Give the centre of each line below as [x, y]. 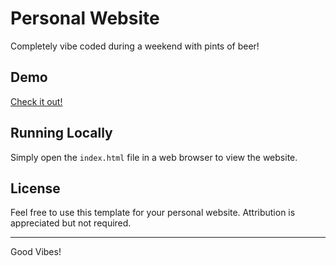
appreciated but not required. [71, 223]
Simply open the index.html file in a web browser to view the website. [154, 157]
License [35, 188]
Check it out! [36, 101]
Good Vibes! [36, 252]
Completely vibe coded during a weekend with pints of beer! [135, 46]
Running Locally [61, 133]
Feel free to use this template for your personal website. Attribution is [153, 213]
